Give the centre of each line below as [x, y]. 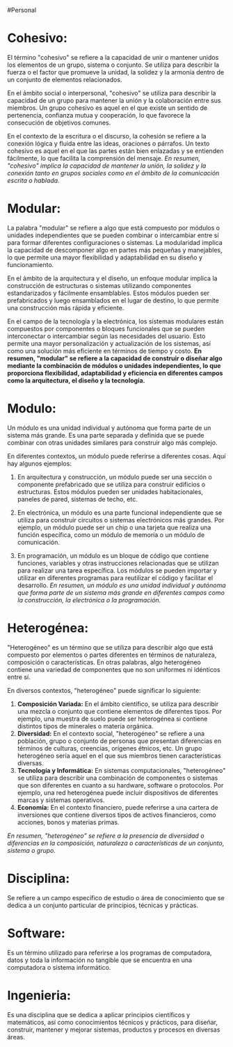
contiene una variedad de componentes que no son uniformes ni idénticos [114, 669]
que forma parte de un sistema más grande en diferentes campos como [121, 592]
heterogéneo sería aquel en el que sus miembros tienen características [119, 756]
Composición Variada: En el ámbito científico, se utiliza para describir [118, 704]
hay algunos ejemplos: [39, 463]
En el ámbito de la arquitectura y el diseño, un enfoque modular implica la [112, 278]
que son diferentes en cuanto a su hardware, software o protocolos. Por [120, 785]
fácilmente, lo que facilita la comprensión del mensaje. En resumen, [104, 158]
